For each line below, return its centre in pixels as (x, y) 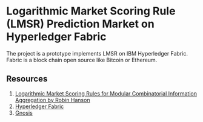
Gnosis (24, 112)
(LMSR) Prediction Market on (80, 24)
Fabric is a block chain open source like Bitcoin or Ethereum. (82, 60)
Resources (27, 79)
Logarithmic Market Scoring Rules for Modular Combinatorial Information (106, 93)
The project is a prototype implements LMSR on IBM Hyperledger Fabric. (97, 53)
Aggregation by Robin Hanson (52, 100)
